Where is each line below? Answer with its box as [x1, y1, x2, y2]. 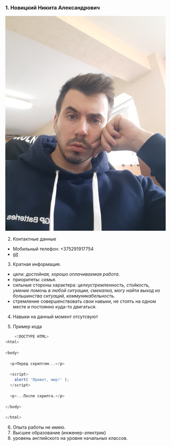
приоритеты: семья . [12, 277, 56, 283]
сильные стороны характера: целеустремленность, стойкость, [12, 282, 150, 288]
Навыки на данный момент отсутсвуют [12, 314, 98, 320]
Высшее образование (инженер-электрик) [12, 430, 106, 436]
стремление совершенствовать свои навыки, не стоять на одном [12, 298, 156, 304]
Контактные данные [12, 236, 57, 242]
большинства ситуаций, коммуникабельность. [12, 293, 116, 299]
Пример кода [12, 324, 42, 330]
